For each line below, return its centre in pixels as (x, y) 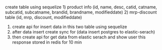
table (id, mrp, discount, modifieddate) (44, 17)
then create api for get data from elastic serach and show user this (79, 37)
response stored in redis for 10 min (47, 42)
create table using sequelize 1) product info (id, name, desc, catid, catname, (81, 7)
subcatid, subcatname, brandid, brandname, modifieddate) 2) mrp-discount (81, 12)
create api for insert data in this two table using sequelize (70, 27)
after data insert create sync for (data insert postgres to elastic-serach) (83, 32)
